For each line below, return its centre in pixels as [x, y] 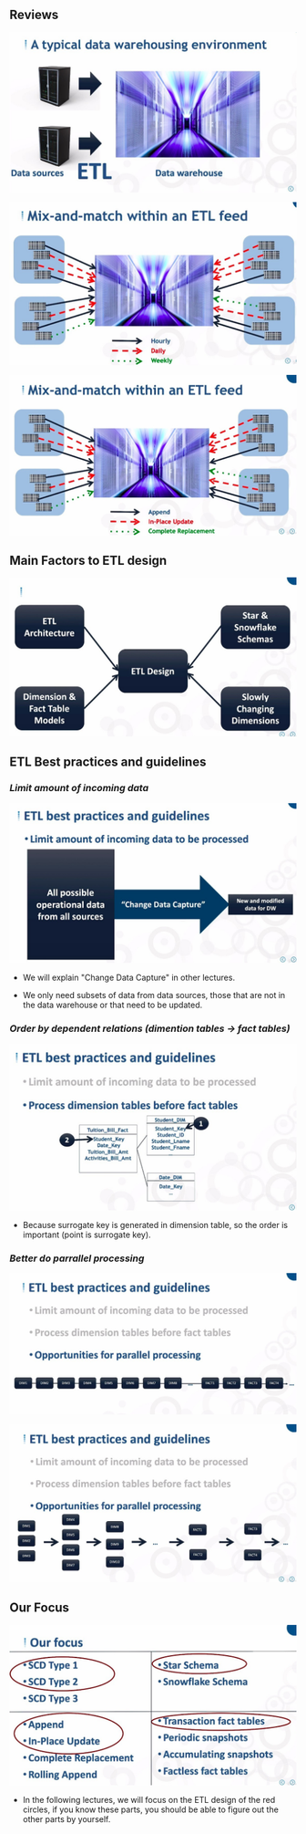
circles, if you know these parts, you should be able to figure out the [151, 1809]
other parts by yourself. [66, 1819]
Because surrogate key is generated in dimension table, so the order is [155, 1224]
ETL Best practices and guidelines [108, 762]
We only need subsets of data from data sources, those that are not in [154, 995]
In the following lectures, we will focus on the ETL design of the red [149, 1800]
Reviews [34, 15]
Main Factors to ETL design [88, 561]
